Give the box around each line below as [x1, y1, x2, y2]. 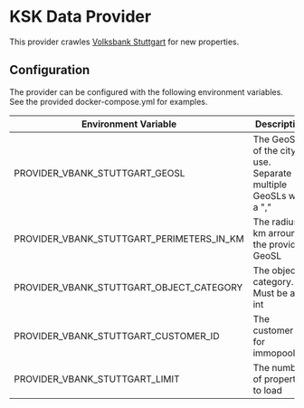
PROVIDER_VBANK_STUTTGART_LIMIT [14, 373, 180, 385]
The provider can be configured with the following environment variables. [9, 86, 283, 97]
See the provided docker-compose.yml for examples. [9, 96, 208, 107]
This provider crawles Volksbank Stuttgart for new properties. [9, 36, 240, 47]
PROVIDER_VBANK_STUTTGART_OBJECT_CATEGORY [14, 280, 243, 293]
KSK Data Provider [9, 6, 152, 27]
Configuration [9, 62, 90, 78]
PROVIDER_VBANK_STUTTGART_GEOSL [14, 166, 185, 179]
